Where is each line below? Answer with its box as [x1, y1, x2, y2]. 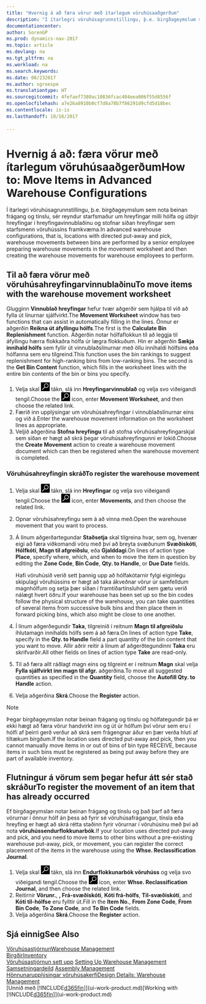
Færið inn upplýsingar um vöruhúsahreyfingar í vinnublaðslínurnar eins [15, 408, 194, 416]
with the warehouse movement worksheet [6, 289, 172, 299]
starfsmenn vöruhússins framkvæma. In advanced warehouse [6, 226, 161, 233]
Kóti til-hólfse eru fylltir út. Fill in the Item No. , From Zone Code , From [15, 898, 192, 905]
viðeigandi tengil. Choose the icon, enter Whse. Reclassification [15, 878, 188, 886]
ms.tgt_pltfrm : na [6, 55, 53, 61]
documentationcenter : [6, 23, 62, 29]
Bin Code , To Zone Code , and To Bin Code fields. [15, 905, 141, 912]
